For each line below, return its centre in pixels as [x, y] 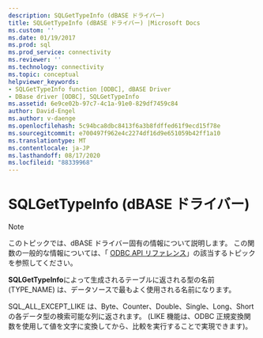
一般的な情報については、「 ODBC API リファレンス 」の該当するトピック [139, 253]
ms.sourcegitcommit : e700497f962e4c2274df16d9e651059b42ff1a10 [115, 133]
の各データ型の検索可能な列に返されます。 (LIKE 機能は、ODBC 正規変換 [126, 317]
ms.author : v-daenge [42, 119]
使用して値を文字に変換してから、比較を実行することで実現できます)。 [137, 326]
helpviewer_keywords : [44, 82]
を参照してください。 [43, 263]
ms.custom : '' [32, 30]
